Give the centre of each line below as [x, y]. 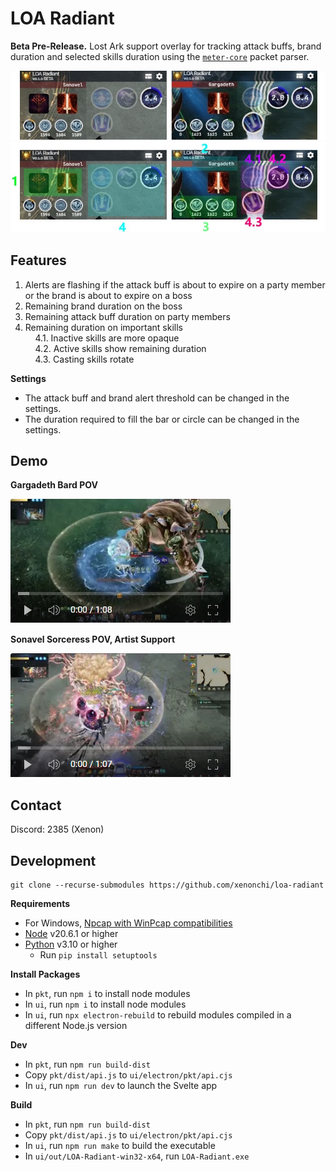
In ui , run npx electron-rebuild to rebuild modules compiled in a [158, 1014]
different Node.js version [76, 1025]
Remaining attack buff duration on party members [127, 316]
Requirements [40, 903]
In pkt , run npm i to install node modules [107, 993]
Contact [36, 805]
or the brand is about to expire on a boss [108, 295]
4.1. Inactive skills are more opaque [107, 338]
